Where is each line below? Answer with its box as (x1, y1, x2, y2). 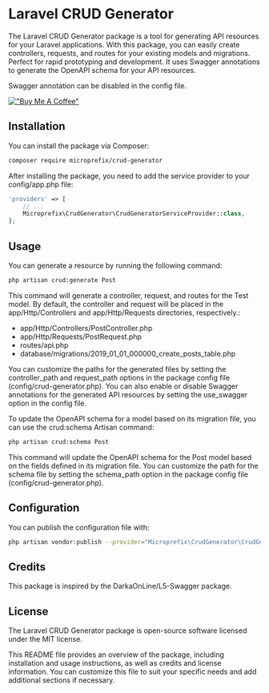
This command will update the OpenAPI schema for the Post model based (8, 452, 252, 461)
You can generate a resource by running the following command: (8, 260, 223, 270)
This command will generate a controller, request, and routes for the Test (8, 290, 249, 300)
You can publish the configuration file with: (8, 522, 150, 532)
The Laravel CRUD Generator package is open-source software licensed (8, 626, 247, 635)
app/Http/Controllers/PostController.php (19, 323, 153, 332)
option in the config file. (8, 398, 87, 408)
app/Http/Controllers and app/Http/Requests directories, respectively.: (8, 308, 241, 317)
